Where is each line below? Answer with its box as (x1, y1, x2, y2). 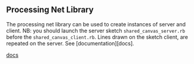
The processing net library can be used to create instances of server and (6, 20, 186, 28)
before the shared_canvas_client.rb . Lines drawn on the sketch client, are (6, 33, 189, 41)
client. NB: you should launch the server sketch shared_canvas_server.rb (6, 27, 186, 34)
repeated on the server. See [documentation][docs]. (6, 39, 134, 47)
